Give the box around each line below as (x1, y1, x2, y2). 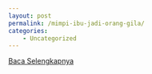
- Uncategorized (22, 34, 78, 43)
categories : (8, 27, 48, 35)
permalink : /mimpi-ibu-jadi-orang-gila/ (8, 19, 146, 27)
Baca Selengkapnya (8, 56, 74, 66)
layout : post (8, 11, 52, 20)
